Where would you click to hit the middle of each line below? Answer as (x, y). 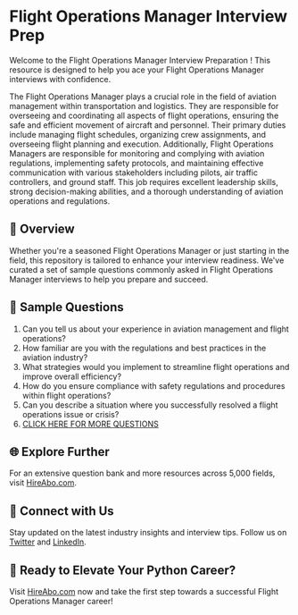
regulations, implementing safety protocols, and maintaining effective (137, 163)
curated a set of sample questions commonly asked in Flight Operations (141, 269)
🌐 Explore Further (59, 452)
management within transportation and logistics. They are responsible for (144, 105)
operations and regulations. (60, 201)
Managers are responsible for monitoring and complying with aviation (137, 153)
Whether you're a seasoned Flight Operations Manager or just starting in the (149, 250)
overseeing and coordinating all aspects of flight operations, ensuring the (144, 115)
